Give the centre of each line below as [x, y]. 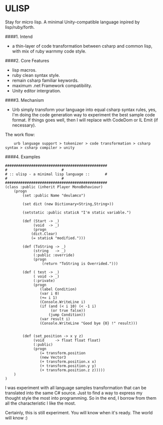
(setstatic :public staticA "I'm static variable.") [77, 212]
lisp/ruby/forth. [20, 27]
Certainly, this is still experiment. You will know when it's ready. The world [79, 412]
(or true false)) [68, 310]
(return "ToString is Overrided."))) [80, 263]
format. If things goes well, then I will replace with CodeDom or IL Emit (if [85, 120]
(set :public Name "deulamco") [54, 195]
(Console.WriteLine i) [63, 302]
